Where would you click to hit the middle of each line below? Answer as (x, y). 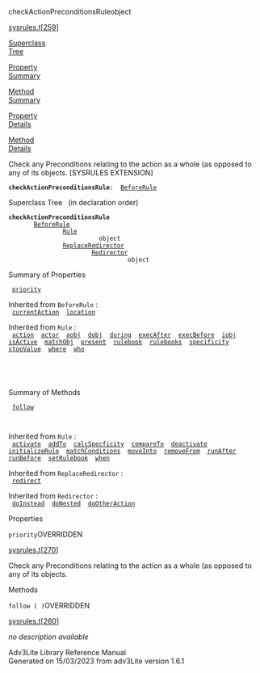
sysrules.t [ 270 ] (34, 550)
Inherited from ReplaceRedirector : (66, 473)
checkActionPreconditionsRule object (70, 12)
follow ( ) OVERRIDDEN (49, 606)
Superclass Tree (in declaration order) (73, 202)
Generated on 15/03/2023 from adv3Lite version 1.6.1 (96, 661)
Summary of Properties (47, 275)
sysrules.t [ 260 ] (34, 621)
